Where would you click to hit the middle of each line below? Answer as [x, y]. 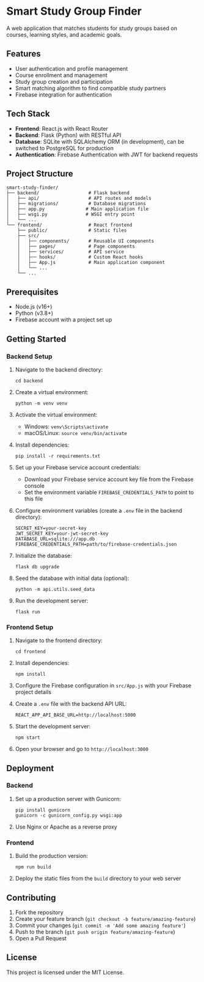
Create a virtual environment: [52, 392]
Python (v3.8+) [34, 313]
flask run [28, 612]
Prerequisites [32, 292]
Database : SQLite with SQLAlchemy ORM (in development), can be [100, 141]
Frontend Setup [30, 627]
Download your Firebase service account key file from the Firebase [109, 479]
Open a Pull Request [41, 938]
